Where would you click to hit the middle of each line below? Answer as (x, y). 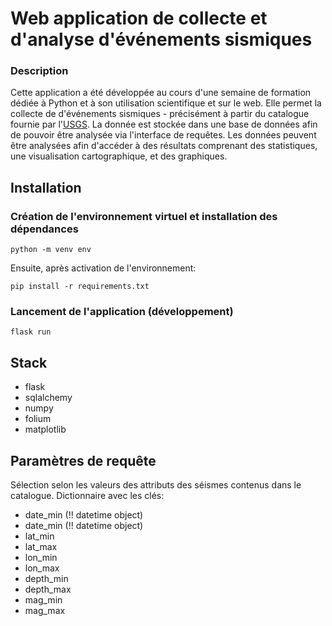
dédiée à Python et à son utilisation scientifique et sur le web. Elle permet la (166, 103)
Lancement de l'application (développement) (122, 312)
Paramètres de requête (83, 460)
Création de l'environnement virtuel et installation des (144, 216)
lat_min (39, 536)
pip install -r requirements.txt (80, 287)
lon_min (41, 558)
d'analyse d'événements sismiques (161, 39)
